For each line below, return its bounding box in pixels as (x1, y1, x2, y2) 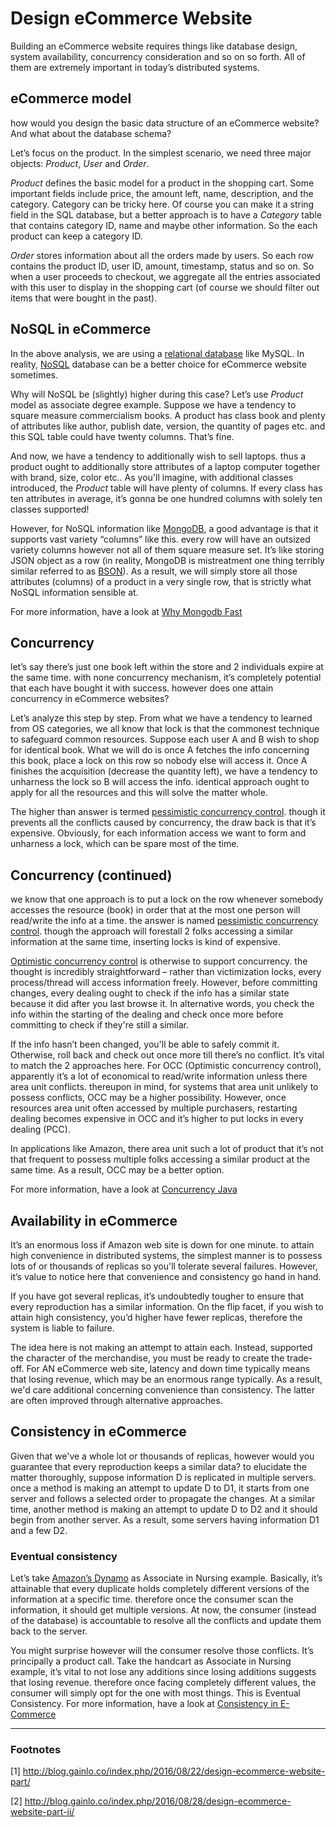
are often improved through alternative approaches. (10, 1395, 223, 1406)
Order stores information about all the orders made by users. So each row (10, 249, 314, 261)
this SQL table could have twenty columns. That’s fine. (10, 430, 235, 442)
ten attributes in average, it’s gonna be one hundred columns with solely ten (10, 492, 323, 504)
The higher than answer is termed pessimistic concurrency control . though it (10, 806, 326, 818)
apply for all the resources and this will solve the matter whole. (10, 787, 268, 799)
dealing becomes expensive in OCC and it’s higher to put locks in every (10, 1113, 304, 1125)
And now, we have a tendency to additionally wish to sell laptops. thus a (10, 450, 307, 462)
